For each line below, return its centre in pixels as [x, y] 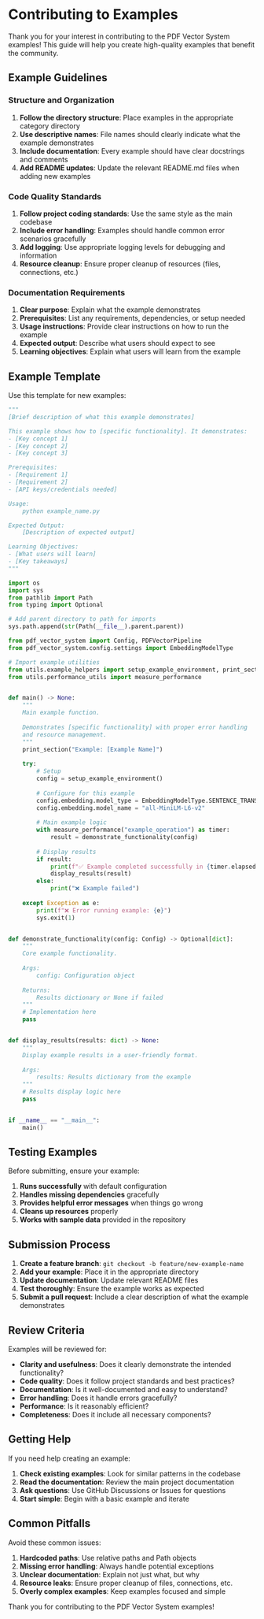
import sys [26, 590]
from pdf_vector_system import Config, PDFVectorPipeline [105, 641]
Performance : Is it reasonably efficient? [84, 1406]
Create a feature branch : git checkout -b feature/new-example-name [132, 1264]
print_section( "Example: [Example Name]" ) [93, 749]
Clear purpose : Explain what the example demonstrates [110, 310]
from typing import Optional [56, 605]
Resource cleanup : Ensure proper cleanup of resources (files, [120, 264]
